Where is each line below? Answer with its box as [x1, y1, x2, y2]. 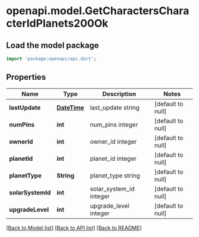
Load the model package [6, 40, 99, 50]
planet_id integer [89, 154, 137, 163]
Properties [6, 72, 46, 82]
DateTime [56, 103, 85, 112]
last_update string [89, 103, 140, 112]
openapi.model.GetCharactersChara [6, 4, 190, 18]
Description [102, 90, 136, 98]
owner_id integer [89, 137, 137, 145]
